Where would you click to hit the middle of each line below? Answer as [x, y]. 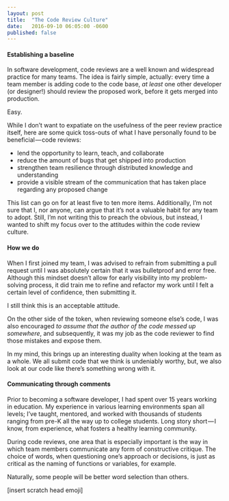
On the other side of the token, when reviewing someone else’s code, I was [113, 319]
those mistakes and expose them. [55, 341]
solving [17, 284]
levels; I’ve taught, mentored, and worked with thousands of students [105, 414]
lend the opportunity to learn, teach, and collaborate [90, 153]
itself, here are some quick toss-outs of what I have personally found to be [112, 133]
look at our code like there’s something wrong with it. [81, 368]
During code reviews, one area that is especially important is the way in [108, 441]
